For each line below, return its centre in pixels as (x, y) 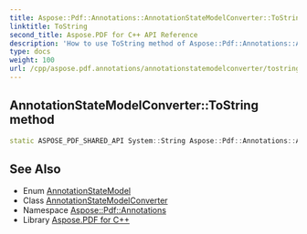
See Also (35, 169)
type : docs (30, 52)
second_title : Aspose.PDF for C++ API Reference (104, 35)
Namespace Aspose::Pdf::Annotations (95, 210)
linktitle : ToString (49, 26)
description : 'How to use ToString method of (97, 43)
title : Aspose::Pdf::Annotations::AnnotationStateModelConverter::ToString (157, 18)
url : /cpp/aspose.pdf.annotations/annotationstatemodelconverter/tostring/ (157, 69)
